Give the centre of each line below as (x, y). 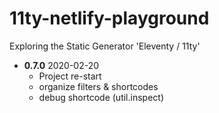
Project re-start (70, 76)
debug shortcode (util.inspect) (101, 97)
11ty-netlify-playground (109, 18)
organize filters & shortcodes (98, 86)
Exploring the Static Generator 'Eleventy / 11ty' (105, 46)
